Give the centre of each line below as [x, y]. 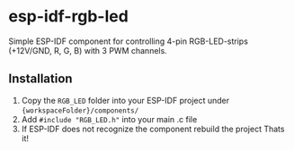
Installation [40, 79]
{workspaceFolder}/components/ [80, 110]
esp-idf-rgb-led [69, 17]
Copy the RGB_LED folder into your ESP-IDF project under [125, 100]
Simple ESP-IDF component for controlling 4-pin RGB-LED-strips [129, 41]
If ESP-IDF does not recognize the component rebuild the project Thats [153, 129]
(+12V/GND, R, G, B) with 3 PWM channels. [88, 50]
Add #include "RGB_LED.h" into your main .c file [109, 119]
